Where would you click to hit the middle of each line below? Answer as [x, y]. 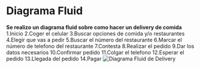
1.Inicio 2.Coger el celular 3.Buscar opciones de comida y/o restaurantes [96, 33]
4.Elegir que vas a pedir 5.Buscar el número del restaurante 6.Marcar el [94, 40]
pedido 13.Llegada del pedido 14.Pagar [54, 59]
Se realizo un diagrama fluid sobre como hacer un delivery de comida [94, 27]
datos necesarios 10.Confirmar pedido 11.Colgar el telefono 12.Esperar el [95, 52]
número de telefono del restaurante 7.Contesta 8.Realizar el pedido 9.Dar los [100, 46]
